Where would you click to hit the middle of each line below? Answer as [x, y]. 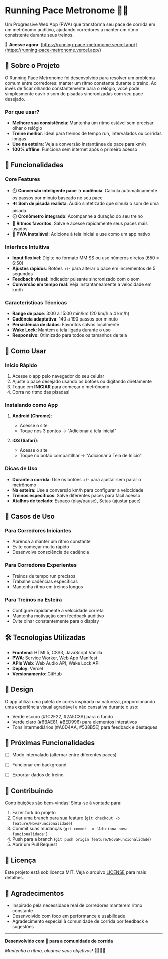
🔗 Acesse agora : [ [24, 44]
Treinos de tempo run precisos [44, 576]
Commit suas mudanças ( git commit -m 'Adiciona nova [70, 829]
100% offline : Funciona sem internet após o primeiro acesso [75, 149]
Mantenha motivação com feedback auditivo [58, 616]
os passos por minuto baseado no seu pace [57, 198]
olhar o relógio [27, 128]
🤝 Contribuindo [29, 791]
